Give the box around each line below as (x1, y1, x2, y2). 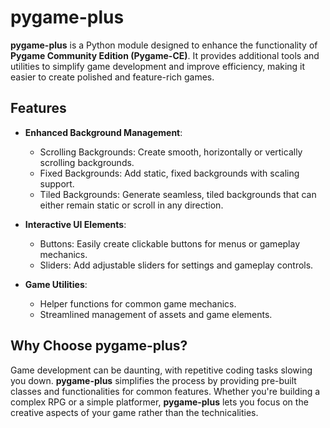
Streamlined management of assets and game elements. (39, 308, 273, 320)
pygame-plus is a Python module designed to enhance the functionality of (10, 39, 318, 51)
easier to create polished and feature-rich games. (10, 71, 215, 83)
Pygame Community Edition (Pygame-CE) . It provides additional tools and (10, 49, 320, 61)
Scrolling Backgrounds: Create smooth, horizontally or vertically (39, 146, 303, 158)
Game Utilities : (24, 278, 88, 290)
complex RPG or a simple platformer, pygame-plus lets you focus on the (10, 396, 309, 408)
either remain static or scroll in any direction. (39, 199, 224, 211)
